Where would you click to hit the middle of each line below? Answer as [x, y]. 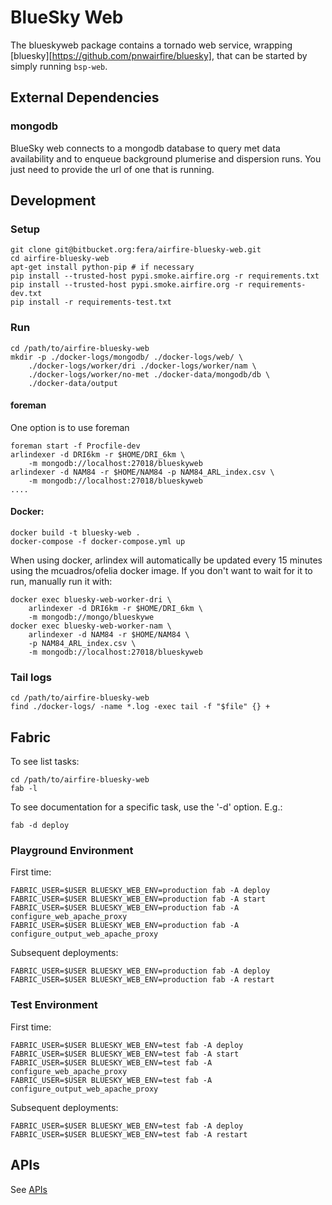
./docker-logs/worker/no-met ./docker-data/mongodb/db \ [149, 374]
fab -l [24, 789]
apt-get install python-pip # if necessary [102, 267]
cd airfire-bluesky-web [60, 259]
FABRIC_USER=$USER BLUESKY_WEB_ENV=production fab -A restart [142, 980]
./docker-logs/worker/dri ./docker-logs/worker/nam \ [142, 366]
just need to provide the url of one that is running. [112, 169]
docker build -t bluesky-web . [75, 533]
